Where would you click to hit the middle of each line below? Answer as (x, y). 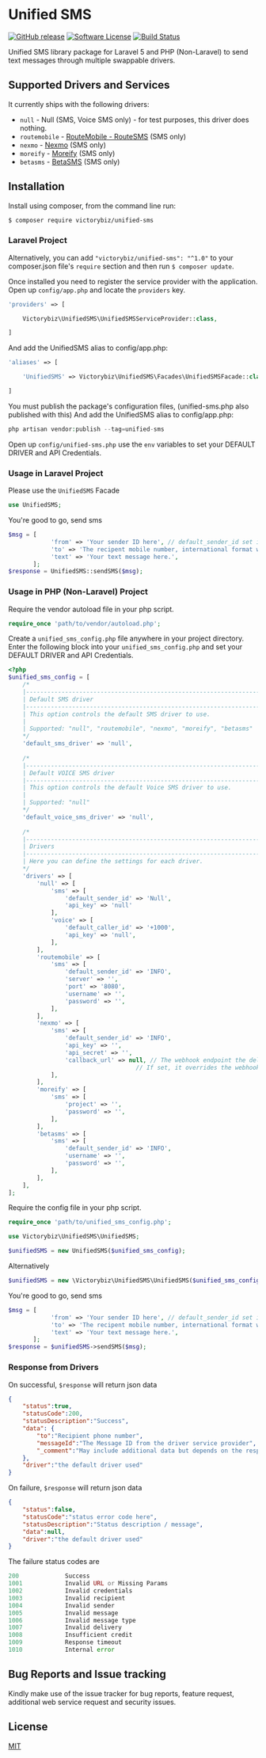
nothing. (33, 127)
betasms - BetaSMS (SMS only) (70, 162)
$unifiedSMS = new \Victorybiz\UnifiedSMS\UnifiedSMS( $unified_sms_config (134, 1280)
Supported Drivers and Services (89, 85)
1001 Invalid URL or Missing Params (88, 1584)
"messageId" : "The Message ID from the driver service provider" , (147, 1443)
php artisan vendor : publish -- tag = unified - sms (86, 429)
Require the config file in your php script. (75, 1208)
